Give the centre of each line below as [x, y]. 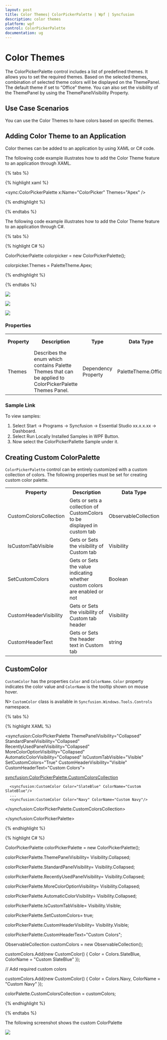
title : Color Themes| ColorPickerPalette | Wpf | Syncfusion [70, 14]
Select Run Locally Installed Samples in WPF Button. [66, 436]
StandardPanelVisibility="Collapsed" [42, 741]
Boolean [118, 579]
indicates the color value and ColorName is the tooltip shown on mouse [77, 687]
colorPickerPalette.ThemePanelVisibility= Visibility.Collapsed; [68, 857]
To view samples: [23, 416]
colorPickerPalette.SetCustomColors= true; [49, 915]
